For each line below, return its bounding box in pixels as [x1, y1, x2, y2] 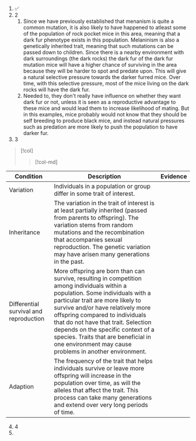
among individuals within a [54, 282, 127, 290]
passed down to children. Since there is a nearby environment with [23, 49, 184, 56]
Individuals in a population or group [54, 182, 150, 190]
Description [87, 173, 121, 180]
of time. [54, 408, 75, 416]
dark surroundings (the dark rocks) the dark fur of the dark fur [23, 55, 173, 62]
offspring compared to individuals [54, 311, 146, 319]
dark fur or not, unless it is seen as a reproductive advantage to [23, 99, 176, 105]
